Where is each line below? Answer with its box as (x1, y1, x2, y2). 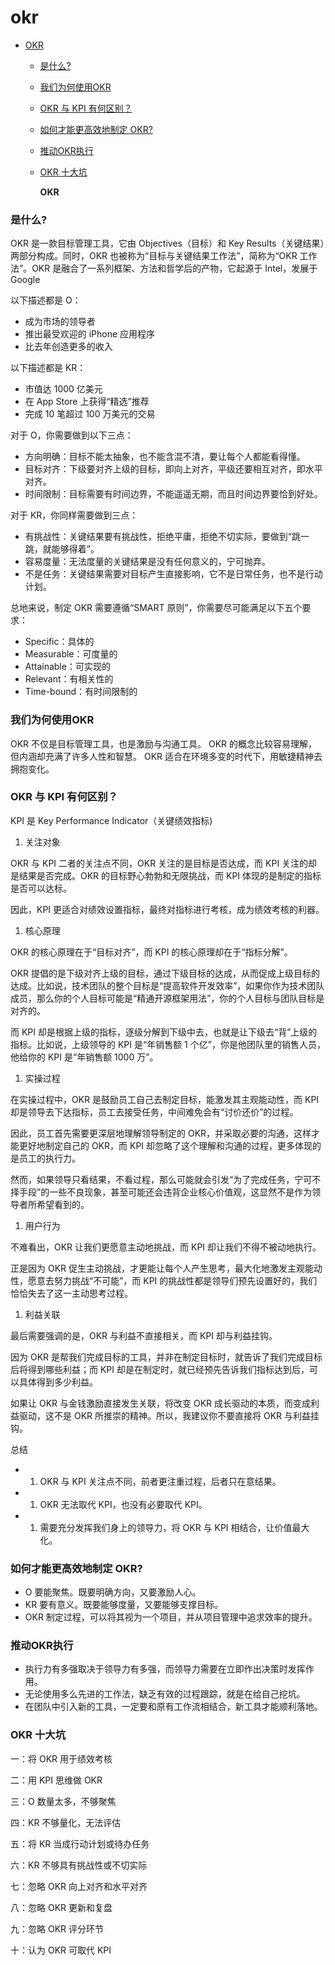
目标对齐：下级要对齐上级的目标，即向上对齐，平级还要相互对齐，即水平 (24, 463, 323, 475)
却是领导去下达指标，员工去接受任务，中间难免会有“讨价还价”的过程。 (10, 1106, 299, 1118)
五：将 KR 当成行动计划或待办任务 (10, 1837, 150, 1850)
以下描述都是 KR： (10, 362, 87, 374)
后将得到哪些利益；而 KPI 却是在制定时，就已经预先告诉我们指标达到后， (10, 1363, 310, 1375)
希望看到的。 (36, 1198, 90, 1210)
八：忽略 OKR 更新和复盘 (10, 1901, 113, 1913)
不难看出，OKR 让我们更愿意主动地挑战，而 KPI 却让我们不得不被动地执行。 (10, 1241, 322, 1253)
